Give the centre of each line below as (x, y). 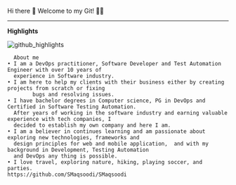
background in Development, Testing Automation (78, 150)
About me (26, 58)
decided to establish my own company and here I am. (92, 125)
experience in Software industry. (64, 76)
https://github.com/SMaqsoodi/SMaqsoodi (67, 174)
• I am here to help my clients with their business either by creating (116, 82)
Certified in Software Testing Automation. (72, 107)
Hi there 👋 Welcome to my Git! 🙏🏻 (55, 11)
